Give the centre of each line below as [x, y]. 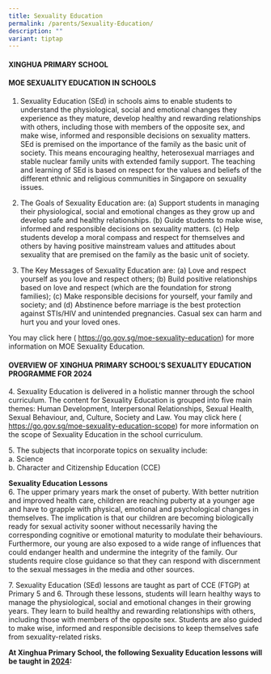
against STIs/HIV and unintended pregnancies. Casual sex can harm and [141, 314]
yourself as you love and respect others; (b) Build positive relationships [138, 279]
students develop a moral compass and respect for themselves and [132, 238]
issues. [32, 187]
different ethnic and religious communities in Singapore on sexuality [133, 178]
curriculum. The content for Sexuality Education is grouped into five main [130, 400]
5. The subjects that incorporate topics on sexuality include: [108, 450]
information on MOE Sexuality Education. [77, 346]
